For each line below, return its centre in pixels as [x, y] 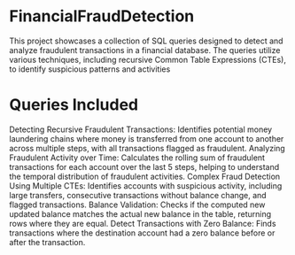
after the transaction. [47, 242]
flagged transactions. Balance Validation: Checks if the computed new [137, 205]
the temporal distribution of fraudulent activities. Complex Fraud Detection [145, 176]
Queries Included [74, 105]
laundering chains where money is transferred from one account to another [147, 138]
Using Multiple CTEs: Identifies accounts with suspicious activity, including [146, 185]
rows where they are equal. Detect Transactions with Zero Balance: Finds [143, 223]
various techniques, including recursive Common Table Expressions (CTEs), [147, 59]
